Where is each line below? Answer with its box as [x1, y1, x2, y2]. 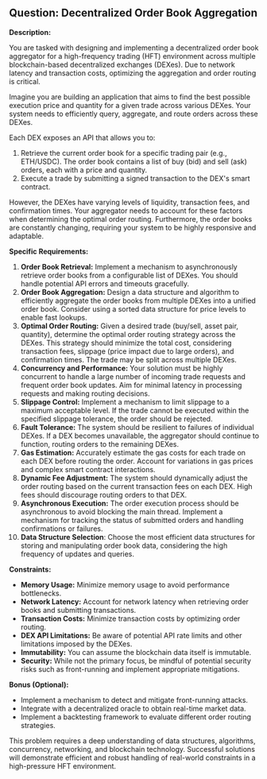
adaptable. [9, 231, 44, 241]
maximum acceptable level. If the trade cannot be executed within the [20, 405, 250, 415]
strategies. [20, 720, 56, 730]
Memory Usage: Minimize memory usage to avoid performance [20, 579, 230, 589]
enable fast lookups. [20, 312, 88, 322]
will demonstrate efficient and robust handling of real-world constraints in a [9, 753, 257, 762]
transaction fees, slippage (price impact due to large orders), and [20, 346, 234, 356]
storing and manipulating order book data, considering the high [20, 541, 228, 550]
